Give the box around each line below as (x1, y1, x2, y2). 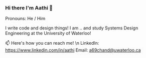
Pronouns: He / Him (5, 16, 46, 22)
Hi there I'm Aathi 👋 (5, 4, 53, 11)
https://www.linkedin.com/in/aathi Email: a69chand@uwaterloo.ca (5, 47, 141, 53)
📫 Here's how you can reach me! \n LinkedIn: (5, 40, 100, 46)
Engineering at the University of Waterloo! (5, 30, 91, 36)
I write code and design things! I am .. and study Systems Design (5, 25, 139, 31)
